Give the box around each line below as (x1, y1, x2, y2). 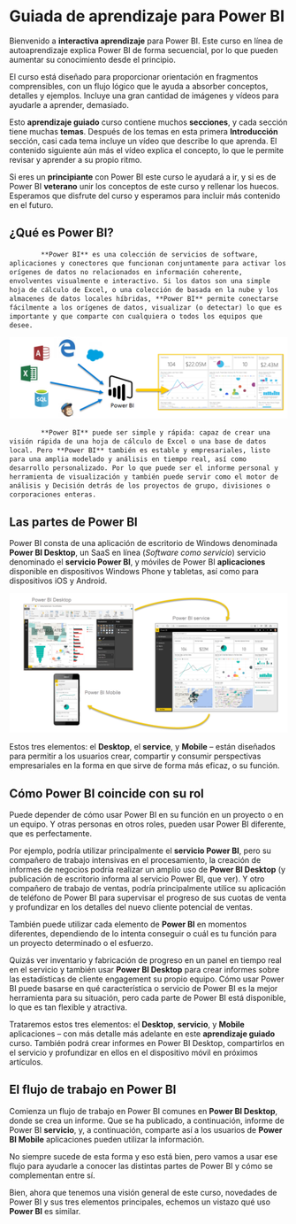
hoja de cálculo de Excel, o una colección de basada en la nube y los (9, 285, 278, 294)
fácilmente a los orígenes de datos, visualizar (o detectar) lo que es (9, 303, 283, 312)
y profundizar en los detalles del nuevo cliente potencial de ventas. (9, 902, 254, 912)
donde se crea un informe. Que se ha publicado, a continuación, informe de (9, 1115, 285, 1126)
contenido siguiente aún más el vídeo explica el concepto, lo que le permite (9, 144, 285, 156)
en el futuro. (9, 199, 54, 210)
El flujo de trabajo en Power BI (9, 1082, 177, 1097)
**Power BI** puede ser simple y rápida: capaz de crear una (41, 428, 271, 437)
